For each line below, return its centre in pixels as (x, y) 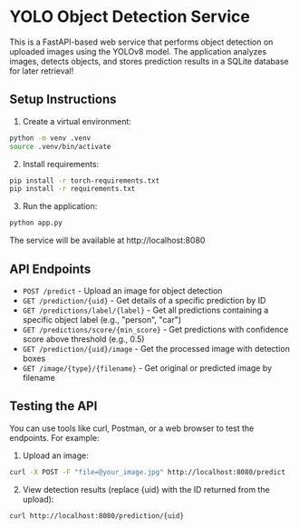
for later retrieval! (42, 71)
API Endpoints (50, 269)
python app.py (36, 223)
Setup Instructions (63, 100)
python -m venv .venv (50, 138)
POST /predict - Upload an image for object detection (123, 290)
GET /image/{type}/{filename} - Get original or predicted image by (147, 368)
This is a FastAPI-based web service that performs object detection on (141, 42)
